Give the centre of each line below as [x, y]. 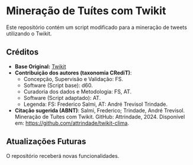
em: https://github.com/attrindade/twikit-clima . [72, 123]
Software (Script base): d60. [58, 85]
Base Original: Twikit [40, 66]
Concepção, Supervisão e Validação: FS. [73, 79]
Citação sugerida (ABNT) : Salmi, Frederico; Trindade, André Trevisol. [100, 110]
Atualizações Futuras [46, 142]
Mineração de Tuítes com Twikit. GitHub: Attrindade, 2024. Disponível [100, 117]
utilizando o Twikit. [29, 33]
